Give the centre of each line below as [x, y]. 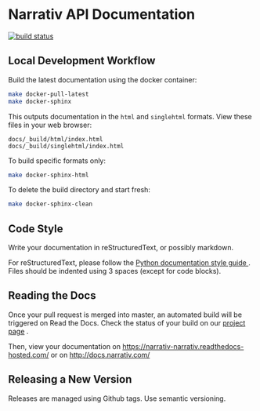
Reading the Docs [52, 296]
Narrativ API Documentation [102, 15]
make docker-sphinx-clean [50, 204]
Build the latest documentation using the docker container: [103, 79]
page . [18, 331]
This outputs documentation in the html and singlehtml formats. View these [130, 116]
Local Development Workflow [82, 61]
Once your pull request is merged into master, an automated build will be [125, 315]
